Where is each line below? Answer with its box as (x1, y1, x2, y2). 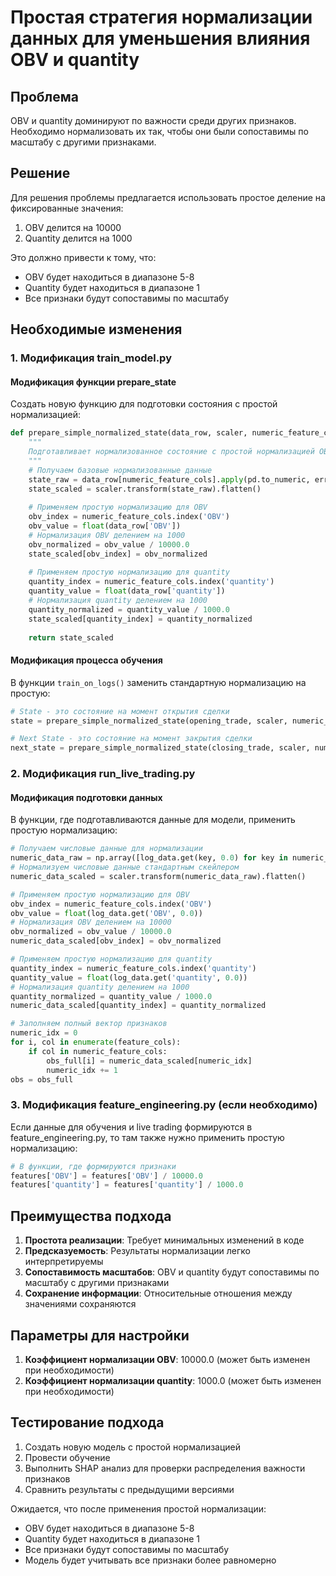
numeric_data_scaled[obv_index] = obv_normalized (10, 936, 222, 946)
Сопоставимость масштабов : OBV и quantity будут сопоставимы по (24, 1266, 320, 1278)
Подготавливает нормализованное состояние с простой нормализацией (28, 447, 315, 457)
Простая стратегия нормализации (10, 6, 313, 29)
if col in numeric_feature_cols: (28, 1046, 168, 1056)
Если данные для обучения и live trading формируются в (10, 1121, 253, 1133)
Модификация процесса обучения (10, 654, 163, 666)
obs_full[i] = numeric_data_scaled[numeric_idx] (46, 1056, 253, 1066)
